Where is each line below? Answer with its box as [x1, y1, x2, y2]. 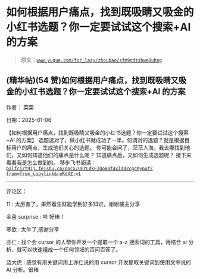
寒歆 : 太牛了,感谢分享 [6, 225, 60, 233]
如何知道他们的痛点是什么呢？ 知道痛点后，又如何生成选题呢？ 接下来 [21, 151, 192, 158]
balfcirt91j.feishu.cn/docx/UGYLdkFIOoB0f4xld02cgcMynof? [6, 165, 153, 171]
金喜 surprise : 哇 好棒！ [6, 213, 65, 220]
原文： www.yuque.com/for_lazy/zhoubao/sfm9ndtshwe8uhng [20, 56, 162, 63]
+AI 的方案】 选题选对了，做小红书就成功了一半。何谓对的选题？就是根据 [6, 136, 185, 143]
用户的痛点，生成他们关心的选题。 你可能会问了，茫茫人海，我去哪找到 [11, 144, 185, 151]
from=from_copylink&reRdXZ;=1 [6, 171, 82, 177]
